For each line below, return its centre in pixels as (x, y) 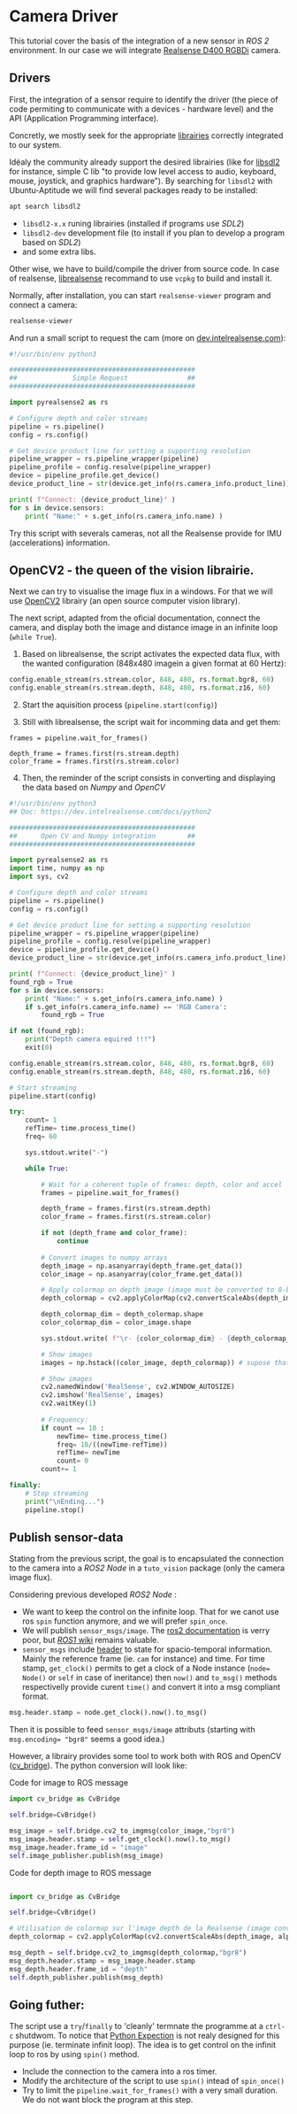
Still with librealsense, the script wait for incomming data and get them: (151, 722)
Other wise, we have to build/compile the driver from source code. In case (145, 268)
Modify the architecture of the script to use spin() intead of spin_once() (153, 2081)
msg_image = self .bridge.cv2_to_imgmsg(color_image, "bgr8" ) (122, 1831)
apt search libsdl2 (45, 206)
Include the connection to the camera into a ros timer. (119, 2072)
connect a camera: (43, 305)
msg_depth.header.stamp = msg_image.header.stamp (103, 1961)
